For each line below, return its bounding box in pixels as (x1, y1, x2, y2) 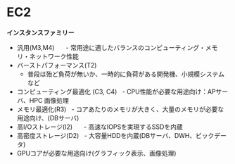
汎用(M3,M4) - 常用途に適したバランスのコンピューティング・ (16, 43, 205, 51)
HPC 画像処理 (29, 96, 70, 104)
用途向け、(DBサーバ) (16, 113, 80, 122)
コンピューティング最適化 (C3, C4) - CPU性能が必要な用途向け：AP (16, 87, 216, 96)
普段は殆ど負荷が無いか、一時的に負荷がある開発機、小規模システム (27, 70, 224, 78)
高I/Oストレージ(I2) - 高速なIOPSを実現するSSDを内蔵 (16, 122, 184, 131)
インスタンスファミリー (6, 28, 75, 37)
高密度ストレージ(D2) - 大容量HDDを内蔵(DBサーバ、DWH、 (16, 131, 196, 139)
